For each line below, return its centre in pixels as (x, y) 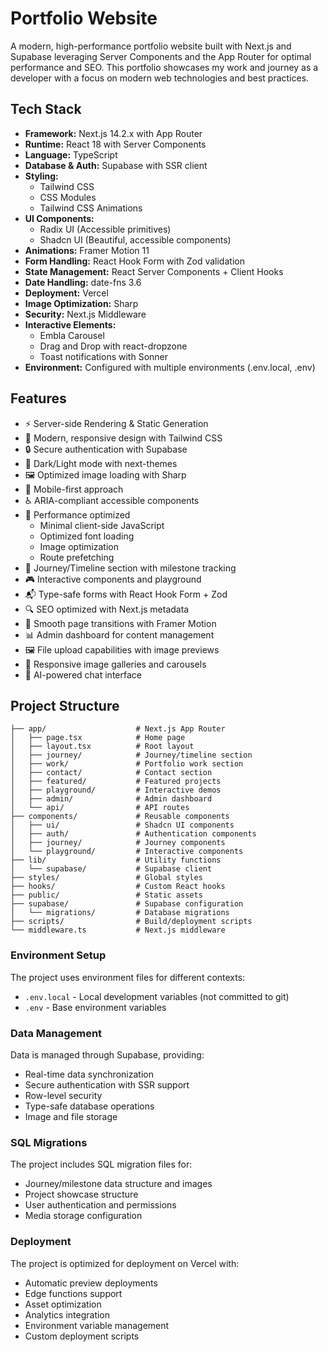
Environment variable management (97, 1325)
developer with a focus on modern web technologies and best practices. (160, 78)
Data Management (56, 1033)
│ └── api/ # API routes (100, 808)
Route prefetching (77, 557)
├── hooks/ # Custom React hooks (118, 887)
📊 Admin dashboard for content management (119, 634)
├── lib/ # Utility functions (116, 860)
